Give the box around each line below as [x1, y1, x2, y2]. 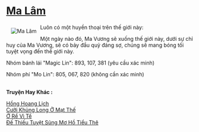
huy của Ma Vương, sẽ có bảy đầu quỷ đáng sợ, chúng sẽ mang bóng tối [6, 41, 184, 49]
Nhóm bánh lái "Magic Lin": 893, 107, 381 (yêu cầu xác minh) [6, 59, 155, 66]
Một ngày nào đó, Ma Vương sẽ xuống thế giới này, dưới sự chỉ [40, 35, 193, 42]
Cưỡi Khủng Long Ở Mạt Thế [6, 106, 76, 113]
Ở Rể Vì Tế [6, 112, 32, 120]
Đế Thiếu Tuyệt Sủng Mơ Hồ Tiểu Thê [6, 118, 99, 125]
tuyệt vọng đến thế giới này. [6, 47, 74, 54]
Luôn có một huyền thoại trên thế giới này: [40, 24, 144, 31]
